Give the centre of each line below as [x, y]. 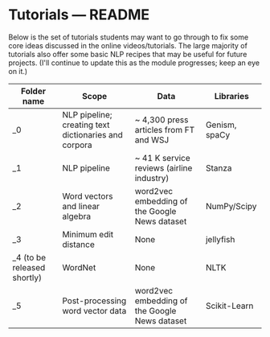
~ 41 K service [162, 158]
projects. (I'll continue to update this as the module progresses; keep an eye [134, 63]
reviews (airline [164, 168]
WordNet [79, 267]
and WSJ [152, 140]
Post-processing [94, 301]
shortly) [27, 277]
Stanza [219, 168]
